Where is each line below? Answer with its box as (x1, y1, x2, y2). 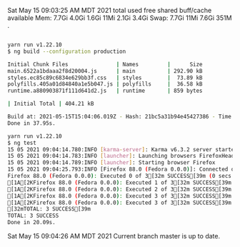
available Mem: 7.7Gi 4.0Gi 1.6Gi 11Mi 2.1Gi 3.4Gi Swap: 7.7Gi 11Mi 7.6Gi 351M (7, 14, 232, 22)
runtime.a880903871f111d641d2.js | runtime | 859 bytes (7, 87, 203, 95)
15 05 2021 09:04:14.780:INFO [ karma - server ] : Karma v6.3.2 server (7, 146, 213, 153)
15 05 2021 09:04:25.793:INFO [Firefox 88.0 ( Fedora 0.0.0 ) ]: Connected (7, 166, 229, 173)
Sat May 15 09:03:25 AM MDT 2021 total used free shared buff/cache (7, 6, 212, 14)
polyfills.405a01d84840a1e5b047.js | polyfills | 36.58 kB (7, 81, 203, 88)
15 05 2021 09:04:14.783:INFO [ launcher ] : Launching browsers (7, 153, 196, 160)
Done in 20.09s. (7, 219, 56, 226)
